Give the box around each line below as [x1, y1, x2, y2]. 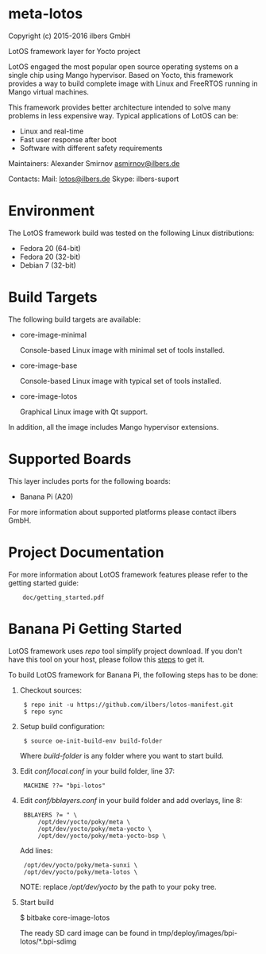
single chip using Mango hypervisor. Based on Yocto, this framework [8, 70, 233, 79]
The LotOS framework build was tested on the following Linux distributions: [8, 228, 255, 238]
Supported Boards [8, 450, 132, 468]
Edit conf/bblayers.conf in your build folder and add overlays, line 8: [19, 795, 243, 805]
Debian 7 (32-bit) [19, 260, 77, 270]
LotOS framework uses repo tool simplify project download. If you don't [8, 646, 242, 655]
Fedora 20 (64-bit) [19, 243, 81, 253]
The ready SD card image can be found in [19, 928, 157, 937]
